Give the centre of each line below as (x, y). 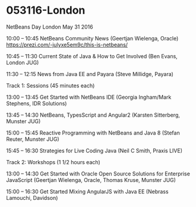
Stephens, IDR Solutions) (37, 103)
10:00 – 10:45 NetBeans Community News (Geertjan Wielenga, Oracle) (92, 38)
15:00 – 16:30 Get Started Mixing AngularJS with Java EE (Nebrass (87, 192)
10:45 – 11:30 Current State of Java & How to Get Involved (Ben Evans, (92, 56)
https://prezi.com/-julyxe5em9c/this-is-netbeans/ (67, 45)
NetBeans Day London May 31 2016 (50, 27)
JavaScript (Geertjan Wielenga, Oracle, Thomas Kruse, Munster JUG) (91, 180)
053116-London (46, 10)
